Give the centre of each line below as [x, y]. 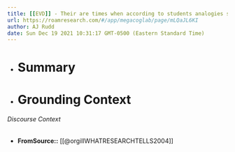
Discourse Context [34, 119]
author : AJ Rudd [31, 26]
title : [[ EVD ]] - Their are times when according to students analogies [115, 14]
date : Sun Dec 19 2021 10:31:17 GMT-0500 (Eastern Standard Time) [106, 33]
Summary [46, 68]
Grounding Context [74, 99]
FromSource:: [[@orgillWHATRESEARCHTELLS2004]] [95, 141]
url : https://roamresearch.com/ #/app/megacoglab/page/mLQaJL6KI [103, 20]
